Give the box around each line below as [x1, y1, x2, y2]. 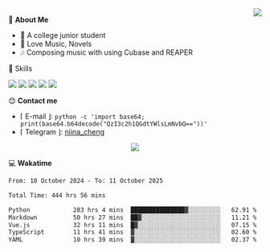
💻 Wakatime [8, 159, 52, 167]
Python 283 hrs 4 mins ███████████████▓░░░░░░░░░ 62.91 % [8, 205, 257, 214]
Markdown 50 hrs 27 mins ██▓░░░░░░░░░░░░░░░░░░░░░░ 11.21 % [8, 213, 257, 221]
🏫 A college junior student [19, 31, 106, 39]
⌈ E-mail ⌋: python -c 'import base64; [19, 112, 145, 121]
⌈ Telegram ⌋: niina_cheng [19, 127, 105, 136]
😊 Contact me [8, 96, 58, 105]
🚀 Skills [8, 64, 33, 73]
